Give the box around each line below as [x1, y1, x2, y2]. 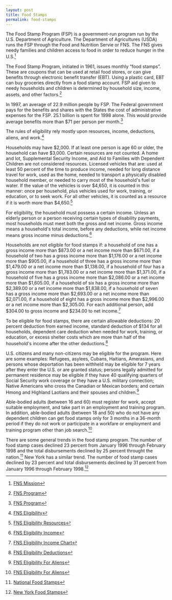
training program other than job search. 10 [6, 426, 92, 433]
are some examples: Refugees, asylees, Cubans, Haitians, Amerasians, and [6, 355, 164, 362]
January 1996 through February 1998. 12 [6, 465, 89, 472]
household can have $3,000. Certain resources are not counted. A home [6, 150, 158, 156]
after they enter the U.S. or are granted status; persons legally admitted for [6, 366, 163, 373]
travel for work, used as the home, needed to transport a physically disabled [6, 172, 166, 178]
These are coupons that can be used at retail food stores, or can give [6, 69, 151, 75]
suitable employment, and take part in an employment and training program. [6, 404, 165, 411]
